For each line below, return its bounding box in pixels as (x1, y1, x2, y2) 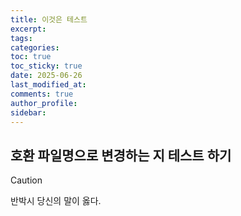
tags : (10, 33, 33, 43)
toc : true (10, 52, 52, 62)
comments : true (10, 89, 74, 99)
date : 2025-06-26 (10, 71, 83, 81)
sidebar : (10, 107, 47, 118)
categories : (10, 42, 60, 53)
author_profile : (10, 98, 78, 108)
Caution (10, 174, 43, 186)
